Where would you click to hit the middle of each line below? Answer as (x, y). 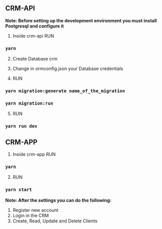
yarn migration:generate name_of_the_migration (65, 91)
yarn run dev (21, 126)
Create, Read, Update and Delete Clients (55, 221)
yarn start (19, 190)
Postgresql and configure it (35, 26)
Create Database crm (35, 59)
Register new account (35, 210)
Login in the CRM (31, 215)
